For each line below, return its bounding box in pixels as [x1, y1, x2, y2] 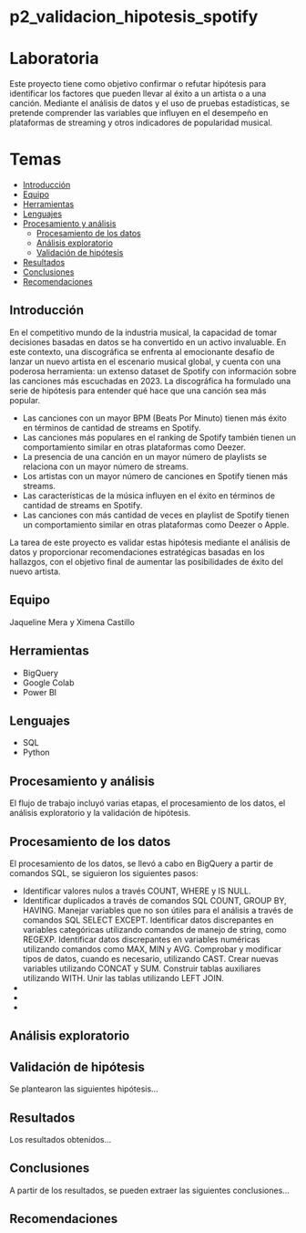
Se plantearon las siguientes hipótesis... [9, 1083, 158, 1094]
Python [22, 747, 50, 758]
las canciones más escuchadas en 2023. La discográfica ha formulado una [9, 375, 291, 386]
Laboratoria [9, 48, 99, 69]
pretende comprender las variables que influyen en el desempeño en [9, 108, 269, 119]
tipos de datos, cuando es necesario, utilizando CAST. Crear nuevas [22, 953, 280, 964]
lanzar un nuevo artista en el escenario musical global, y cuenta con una [9, 356, 281, 367]
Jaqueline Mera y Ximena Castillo [9, 616, 135, 627]
